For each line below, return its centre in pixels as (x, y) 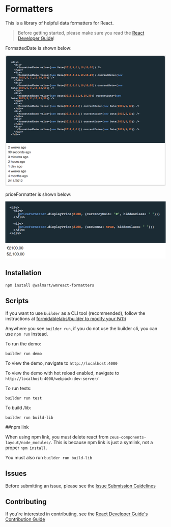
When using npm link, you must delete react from (57, 437)
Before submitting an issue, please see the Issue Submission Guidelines (81, 486)
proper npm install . (26, 448)
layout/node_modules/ (28, 443)
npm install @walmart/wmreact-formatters (50, 285)
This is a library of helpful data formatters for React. (60, 23)
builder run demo (24, 354)
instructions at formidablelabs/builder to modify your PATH (66, 318)
